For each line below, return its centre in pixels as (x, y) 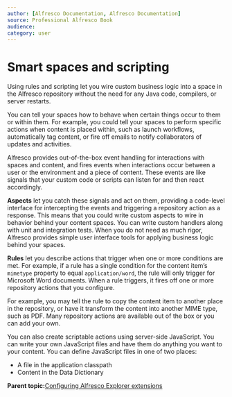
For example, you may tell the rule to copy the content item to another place (115, 301)
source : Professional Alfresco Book (60, 20)
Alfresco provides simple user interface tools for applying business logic (110, 237)
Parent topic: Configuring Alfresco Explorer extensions (85, 386)
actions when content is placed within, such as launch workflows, (101, 130)
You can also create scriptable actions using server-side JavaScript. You (111, 337)
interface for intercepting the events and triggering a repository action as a (114, 208)
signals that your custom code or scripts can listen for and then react (106, 180)
